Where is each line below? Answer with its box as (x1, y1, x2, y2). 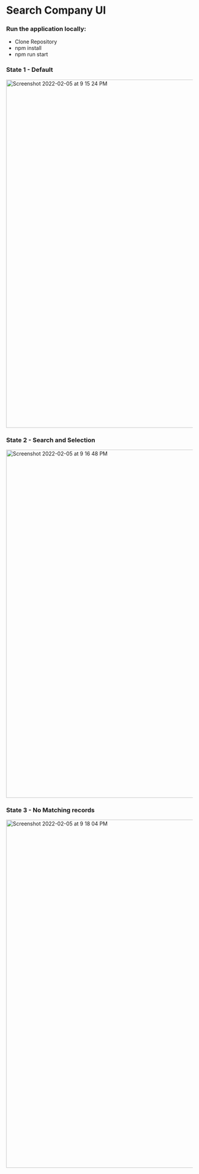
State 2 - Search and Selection (6, 436, 96, 444)
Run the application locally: (6, 25, 86, 33)
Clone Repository (14, 38, 57, 45)
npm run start (14, 51, 49, 58)
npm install (14, 45, 42, 52)
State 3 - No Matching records (6, 806, 95, 814)
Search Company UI (6, 4, 107, 17)
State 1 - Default (6, 66, 53, 74)
